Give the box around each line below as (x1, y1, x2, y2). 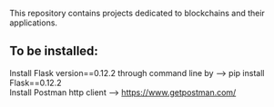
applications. (9, 17, 57, 28)
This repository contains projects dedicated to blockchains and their (9, 8, 266, 18)
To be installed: (9, 44, 98, 59)
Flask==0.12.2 (9, 77, 62, 88)
